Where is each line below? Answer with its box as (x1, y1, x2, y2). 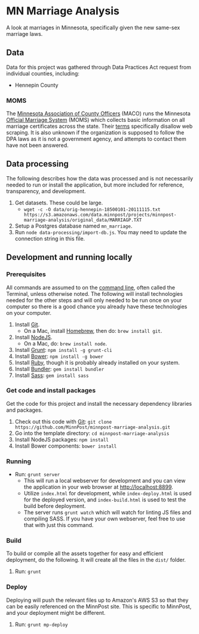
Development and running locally (6, 252, 133, 262)
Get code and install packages (6, 387, 96, 395)
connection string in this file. (14, 235, 85, 242)
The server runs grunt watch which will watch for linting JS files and (23, 509, 192, 516)
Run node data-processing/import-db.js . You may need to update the (14, 228, 187, 235)
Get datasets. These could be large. (14, 199, 103, 206)
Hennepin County (14, 81, 59, 88)
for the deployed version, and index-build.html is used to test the (23, 496, 186, 503)
